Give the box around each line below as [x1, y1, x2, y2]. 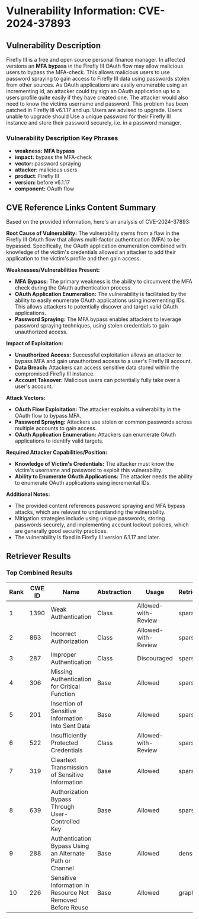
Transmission [50, 763, 88, 771]
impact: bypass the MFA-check [14, 154, 92, 161]
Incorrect [50, 629, 76, 638]
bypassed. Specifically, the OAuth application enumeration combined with [6, 242, 187, 250]
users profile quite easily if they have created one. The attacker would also [6, 94, 188, 101]
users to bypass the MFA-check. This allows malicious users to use [6, 69, 170, 75]
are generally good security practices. [14, 527, 108, 535]
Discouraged [137, 654, 173, 662]
